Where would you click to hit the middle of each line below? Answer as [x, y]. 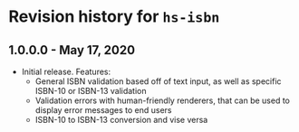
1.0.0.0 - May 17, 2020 [72, 50]
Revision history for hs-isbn [114, 17]
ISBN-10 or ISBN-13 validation [91, 91]
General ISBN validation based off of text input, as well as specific [158, 81]
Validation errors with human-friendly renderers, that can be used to [163, 100]
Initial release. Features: [66, 71]
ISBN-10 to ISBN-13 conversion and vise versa [121, 120]
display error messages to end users [104, 110]
